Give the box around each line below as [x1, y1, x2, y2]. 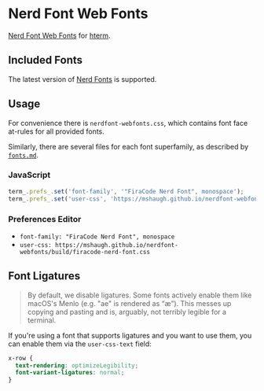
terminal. [27, 315, 57, 325]
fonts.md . [8, 150, 39, 160]
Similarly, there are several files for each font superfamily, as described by [8, 142, 249, 151]
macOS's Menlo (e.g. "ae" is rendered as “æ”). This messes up [27, 298, 232, 308]
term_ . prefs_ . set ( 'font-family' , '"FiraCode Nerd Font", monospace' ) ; [8, 187, 244, 195]
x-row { [8, 354, 34, 362]
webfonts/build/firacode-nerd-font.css [19, 248, 151, 256]
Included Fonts [8, 53, 83, 67]
